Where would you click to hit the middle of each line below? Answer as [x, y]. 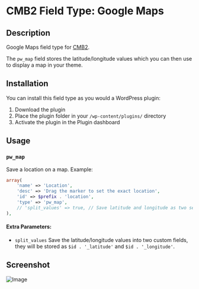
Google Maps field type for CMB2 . [48, 47]
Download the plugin [40, 109]
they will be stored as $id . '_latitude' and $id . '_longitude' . [94, 246]
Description [28, 33]
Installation [27, 84]
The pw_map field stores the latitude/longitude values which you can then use [99, 59]
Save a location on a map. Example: [49, 169]
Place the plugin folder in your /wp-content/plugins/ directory [90, 116]
